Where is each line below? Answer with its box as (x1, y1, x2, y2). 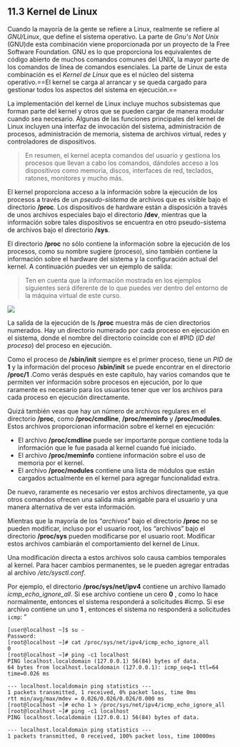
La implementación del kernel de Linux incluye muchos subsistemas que (7, 99, 221, 108)
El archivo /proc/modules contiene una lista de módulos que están (17, 466, 215, 474)
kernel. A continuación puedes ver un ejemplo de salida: (7, 262, 173, 271)
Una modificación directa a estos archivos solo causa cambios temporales (7, 553, 226, 561)
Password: (7, 632, 37, 640)
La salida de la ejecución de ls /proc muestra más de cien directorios (7, 318, 211, 327)
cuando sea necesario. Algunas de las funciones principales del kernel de (7, 114, 225, 123)
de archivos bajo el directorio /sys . (7, 225, 111, 234)
